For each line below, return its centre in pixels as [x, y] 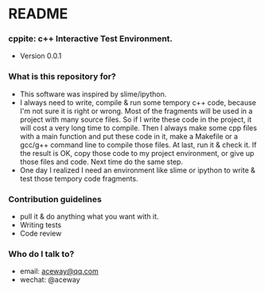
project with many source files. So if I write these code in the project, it [136, 119]
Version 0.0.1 [41, 56]
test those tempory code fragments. [79, 178]
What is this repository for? [62, 76]
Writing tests [41, 225]
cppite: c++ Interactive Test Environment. [91, 39]
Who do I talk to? [41, 254]
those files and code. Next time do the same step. [101, 162]
